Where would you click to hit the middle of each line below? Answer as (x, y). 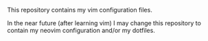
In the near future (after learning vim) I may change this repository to (104, 23)
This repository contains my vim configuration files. (80, 10)
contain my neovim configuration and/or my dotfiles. (81, 30)
